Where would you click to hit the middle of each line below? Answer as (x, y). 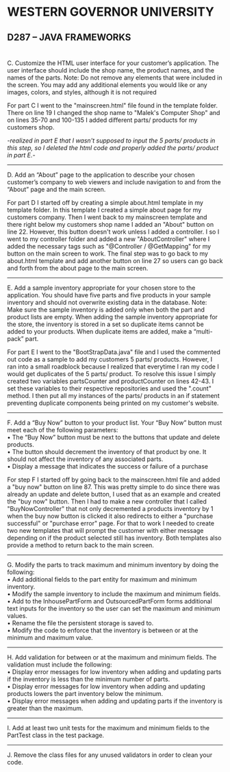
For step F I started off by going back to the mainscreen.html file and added (114, 480)
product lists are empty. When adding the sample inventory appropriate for (112, 316)
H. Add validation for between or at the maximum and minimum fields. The (112, 657)
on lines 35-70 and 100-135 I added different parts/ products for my (102, 120)
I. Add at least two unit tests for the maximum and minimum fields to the (108, 727)
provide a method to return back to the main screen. (80, 545)
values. (17, 615)
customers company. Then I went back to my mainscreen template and (107, 217)
